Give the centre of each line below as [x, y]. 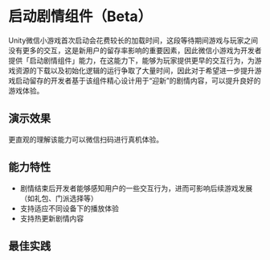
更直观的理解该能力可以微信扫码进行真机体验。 [86, 139]
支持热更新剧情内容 [52, 218]
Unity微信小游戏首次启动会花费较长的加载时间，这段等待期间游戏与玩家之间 [133, 40]
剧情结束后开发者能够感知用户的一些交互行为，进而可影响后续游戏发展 [136, 188]
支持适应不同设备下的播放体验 [69, 208]
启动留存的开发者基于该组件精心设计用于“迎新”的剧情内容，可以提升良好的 [138, 80]
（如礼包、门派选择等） [59, 198]
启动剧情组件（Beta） [80, 17]
